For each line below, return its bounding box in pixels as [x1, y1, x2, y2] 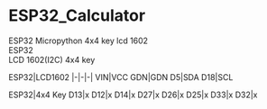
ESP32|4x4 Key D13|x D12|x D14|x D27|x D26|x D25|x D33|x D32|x [8, 89, 258, 100]
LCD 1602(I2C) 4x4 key [8, 54, 96, 65]
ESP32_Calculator [8, 5, 146, 26]
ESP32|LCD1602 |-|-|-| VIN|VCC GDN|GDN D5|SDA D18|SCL [8, 71, 234, 82]
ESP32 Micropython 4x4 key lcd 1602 [8, 35, 149, 46]
